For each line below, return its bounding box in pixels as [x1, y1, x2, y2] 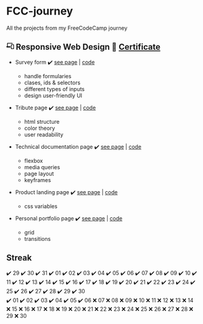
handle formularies [24, 72, 72, 79]
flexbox [24, 157, 43, 164]
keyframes [24, 176, 52, 183]
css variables [24, 202, 58, 210]
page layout [24, 170, 54, 177]
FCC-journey [6, 4, 74, 18]
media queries [24, 163, 61, 170]
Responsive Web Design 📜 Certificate [15, 42, 161, 52]
